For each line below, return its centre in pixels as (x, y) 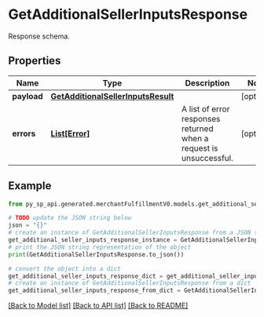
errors (24, 133)
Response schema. (39, 36)
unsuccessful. (207, 158)
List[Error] (70, 133)
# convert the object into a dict (65, 268)
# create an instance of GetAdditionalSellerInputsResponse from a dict (130, 283)
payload (27, 96)
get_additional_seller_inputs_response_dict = (86, 276)
